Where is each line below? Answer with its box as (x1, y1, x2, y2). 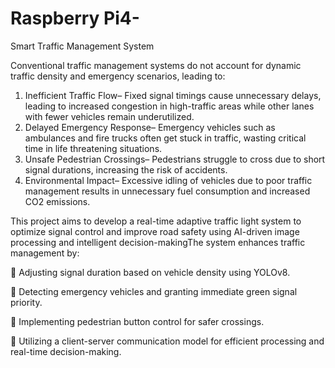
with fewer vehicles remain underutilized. (24, 110, 195, 122)
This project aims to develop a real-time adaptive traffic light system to (10, 215, 302, 227)
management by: (10, 247, 80, 259)
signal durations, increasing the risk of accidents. (24, 163, 228, 176)
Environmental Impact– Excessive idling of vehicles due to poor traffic (24, 174, 313, 186)
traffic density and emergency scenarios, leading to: (10, 70, 226, 82)
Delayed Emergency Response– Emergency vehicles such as (24, 121, 276, 133)
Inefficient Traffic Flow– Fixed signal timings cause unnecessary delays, (24, 89, 322, 101)
